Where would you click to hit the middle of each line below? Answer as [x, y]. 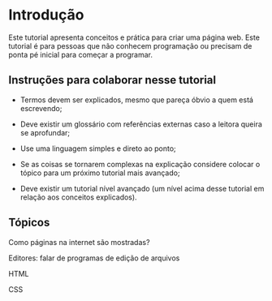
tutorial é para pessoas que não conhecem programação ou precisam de [130, 45]
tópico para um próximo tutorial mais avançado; [100, 173]
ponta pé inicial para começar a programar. [80, 54]
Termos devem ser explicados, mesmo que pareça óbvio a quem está [137, 100]
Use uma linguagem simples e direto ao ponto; [98, 148]
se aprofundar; [45, 132]
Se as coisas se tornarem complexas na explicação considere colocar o [140, 164]
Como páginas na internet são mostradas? [79, 242]
